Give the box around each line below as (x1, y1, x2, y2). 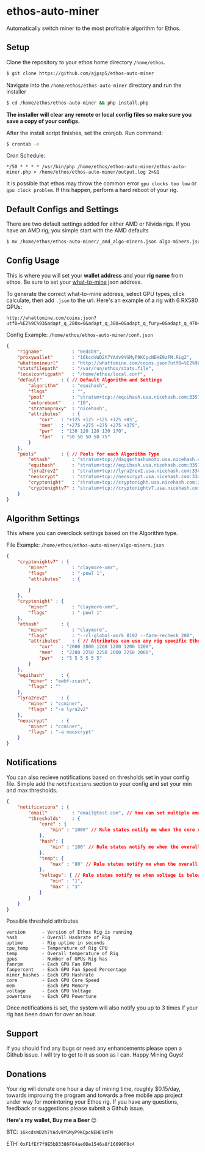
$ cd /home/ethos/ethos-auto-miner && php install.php (6, 100, 149, 106)
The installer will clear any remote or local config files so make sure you (6, 111, 192, 118)
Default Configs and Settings (6, 204, 119, 215)
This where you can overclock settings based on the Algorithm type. (6, 530, 178, 537)
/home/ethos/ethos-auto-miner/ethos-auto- (77, 164, 187, 170)
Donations (6, 1069, 47, 1079)
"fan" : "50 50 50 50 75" (38, 434, 111, 440)
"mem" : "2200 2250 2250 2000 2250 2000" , (38, 649, 154, 655)
